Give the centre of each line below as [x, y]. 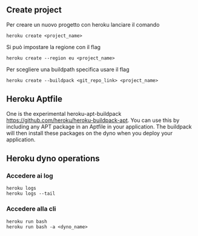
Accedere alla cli [31, 209]
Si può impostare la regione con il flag [54, 47]
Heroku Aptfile [34, 99]
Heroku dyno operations [53, 159]
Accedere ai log [30, 175]
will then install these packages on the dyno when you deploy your [89, 133]
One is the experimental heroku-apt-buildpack [64, 113]
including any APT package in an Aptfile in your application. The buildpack [99, 126]
